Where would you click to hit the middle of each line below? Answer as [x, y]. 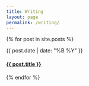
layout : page [22, 17]
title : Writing [25, 11]
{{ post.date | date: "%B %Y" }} [44, 51]
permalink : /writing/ [33, 22]
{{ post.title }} [24, 64]
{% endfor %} [23, 77]
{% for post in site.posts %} [40, 39]
